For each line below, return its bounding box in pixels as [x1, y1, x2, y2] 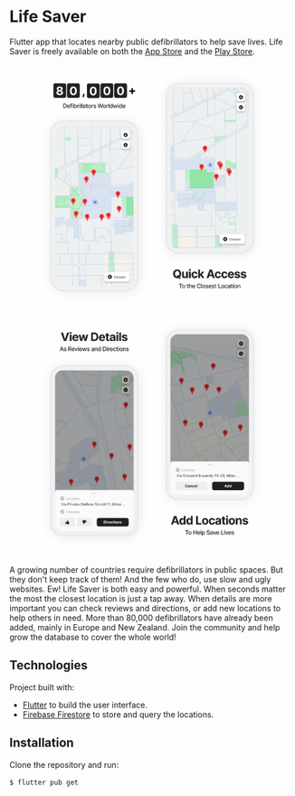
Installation [9, 735, 74, 751]
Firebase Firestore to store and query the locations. [22, 708, 214, 720]
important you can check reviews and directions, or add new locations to [9, 602, 281, 613]
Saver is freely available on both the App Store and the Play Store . [9, 45, 255, 56]
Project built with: [9, 681, 75, 693]
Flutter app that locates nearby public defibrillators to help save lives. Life [9, 36, 283, 47]
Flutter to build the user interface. [22, 699, 147, 710]
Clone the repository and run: [9, 759, 119, 770]
